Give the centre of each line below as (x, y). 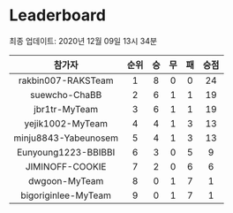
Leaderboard (57, 15)
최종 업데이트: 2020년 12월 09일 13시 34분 (83, 41)
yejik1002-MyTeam (66, 123)
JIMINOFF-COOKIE (66, 166)
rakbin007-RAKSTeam (66, 80)
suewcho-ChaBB (66, 95)
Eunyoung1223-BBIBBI (66, 152)
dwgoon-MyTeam (66, 180)
